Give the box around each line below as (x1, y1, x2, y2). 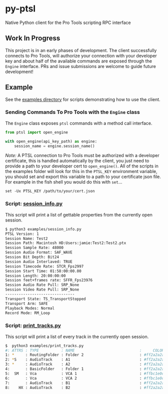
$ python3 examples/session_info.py (5, 226, 81, 231)
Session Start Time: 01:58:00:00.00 (5, 268, 81, 273)
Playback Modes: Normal (5, 305, 55, 310)
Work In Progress (5, 34, 60, 42)
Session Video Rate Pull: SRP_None (5, 287, 79, 292)
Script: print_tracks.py (5, 322, 61, 329)
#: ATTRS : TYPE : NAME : (5, 348, 142, 353)
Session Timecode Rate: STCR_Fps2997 (5, 263, 84, 269)
